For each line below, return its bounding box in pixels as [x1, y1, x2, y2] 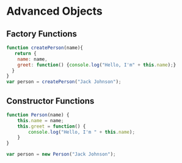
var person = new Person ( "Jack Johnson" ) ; [6, 151, 116, 158]
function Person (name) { [6, 112, 70, 118]
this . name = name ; [17, 117, 64, 123]
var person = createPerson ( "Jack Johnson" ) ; [6, 79, 122, 85]
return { [14, 50, 37, 56]
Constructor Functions [6, 96, 95, 106]
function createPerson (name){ [6, 45, 84, 51]
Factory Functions [6, 29, 78, 39]
